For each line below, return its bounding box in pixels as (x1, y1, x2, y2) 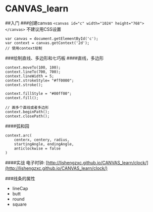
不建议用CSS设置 (26, 26, 61, 32)
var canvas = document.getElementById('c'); (5, 36, 99, 41)
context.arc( (5, 133, 32, 138)
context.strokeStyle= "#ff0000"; (5, 78, 74, 83)
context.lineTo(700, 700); (5, 69, 61, 74)
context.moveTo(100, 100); (5, 65, 61, 70)
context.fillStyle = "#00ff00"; (5, 91, 72, 96)
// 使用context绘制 (5, 46, 43, 51)
